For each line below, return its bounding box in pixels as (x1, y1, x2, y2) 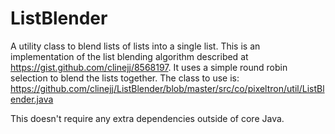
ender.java (10, 93, 54, 105)
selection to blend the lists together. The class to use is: (10, 72, 240, 84)
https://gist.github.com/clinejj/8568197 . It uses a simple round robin (10, 61, 288, 73)
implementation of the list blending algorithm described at (10, 50, 249, 62)
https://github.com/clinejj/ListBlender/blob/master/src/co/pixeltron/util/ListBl (10, 82, 325, 94)
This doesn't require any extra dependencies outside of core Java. (10, 112, 285, 124)
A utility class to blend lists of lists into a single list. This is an (10, 40, 261, 52)
